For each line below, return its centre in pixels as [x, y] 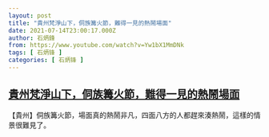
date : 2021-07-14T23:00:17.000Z [62, 30]
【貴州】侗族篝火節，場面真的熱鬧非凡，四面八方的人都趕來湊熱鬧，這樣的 [131, 115]
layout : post [30, 16]
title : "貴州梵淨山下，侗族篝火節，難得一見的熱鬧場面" [90, 23]
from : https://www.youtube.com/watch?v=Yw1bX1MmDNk [96, 45]
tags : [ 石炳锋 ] [35, 53]
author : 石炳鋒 [32, 38]
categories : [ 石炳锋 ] [46, 61]
